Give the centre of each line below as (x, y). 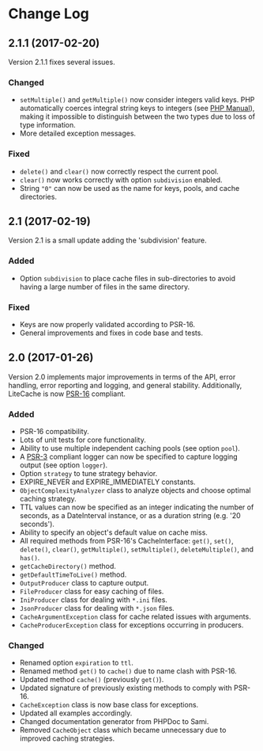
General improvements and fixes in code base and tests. (111, 333)
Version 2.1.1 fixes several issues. (62, 62)
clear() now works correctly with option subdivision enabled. (121, 180)
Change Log (49, 14)
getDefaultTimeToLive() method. (73, 574)
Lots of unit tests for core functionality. (83, 440)
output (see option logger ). (64, 465)
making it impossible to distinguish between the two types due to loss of (137, 116)
